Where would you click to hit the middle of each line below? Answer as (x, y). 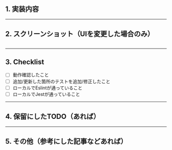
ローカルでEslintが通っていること (48, 88)
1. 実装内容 (22, 9)
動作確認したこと (31, 75)
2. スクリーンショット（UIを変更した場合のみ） (80, 34)
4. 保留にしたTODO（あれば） (53, 117)
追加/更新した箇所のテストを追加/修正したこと (61, 81)
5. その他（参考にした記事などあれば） (66, 141)
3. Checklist (25, 62)
